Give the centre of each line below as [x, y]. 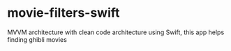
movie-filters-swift [64, 13]
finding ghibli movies [37, 39]
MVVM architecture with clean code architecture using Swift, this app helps [116, 32]
